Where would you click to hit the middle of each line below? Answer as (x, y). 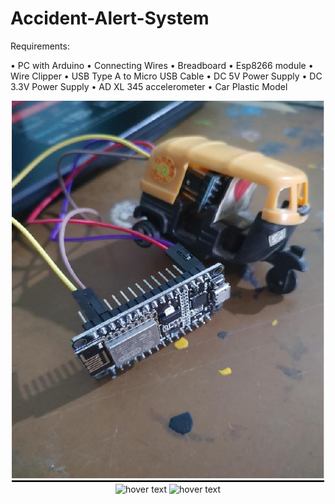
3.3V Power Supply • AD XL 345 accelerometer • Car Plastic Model (149, 86)
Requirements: (40, 46)
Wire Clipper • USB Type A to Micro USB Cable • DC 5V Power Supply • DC (166, 76)
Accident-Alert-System (110, 18)
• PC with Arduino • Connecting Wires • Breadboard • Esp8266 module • (162, 65)
